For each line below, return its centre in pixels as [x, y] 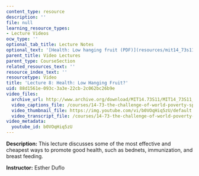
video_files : [22, 94]
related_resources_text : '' [41, 66]
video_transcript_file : [41, 116]
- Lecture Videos [28, 34]
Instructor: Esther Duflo [36, 168]
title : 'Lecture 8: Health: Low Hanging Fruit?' [67, 83]
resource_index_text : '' [37, 72]
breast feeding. [25, 156]
